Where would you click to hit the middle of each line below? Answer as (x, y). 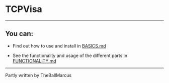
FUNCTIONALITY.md (34, 60)
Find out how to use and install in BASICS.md (59, 45)
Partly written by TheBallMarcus (38, 75)
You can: (19, 34)
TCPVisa (24, 9)
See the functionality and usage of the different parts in (70, 55)
